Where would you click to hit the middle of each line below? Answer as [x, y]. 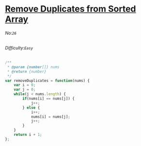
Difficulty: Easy [19, 48]
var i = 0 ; [25, 85]
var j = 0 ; [25, 90]
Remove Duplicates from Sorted [70, 9]
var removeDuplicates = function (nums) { [47, 81]
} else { [31, 108]
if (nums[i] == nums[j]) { [49, 98]
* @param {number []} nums [33, 67]
